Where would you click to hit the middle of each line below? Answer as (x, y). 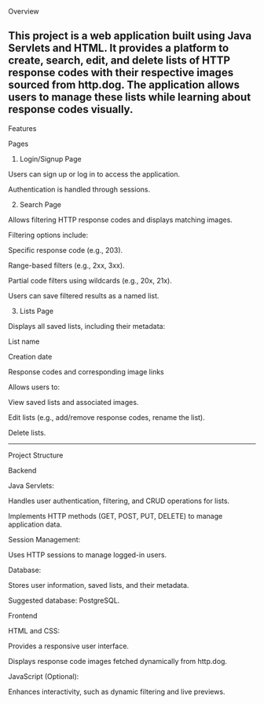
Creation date (30, 356)
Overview (24, 11)
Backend (22, 470)
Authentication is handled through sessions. (79, 189)
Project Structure (36, 455)
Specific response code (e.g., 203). (66, 250)
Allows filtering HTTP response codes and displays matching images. (121, 220)
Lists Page (36, 311)
